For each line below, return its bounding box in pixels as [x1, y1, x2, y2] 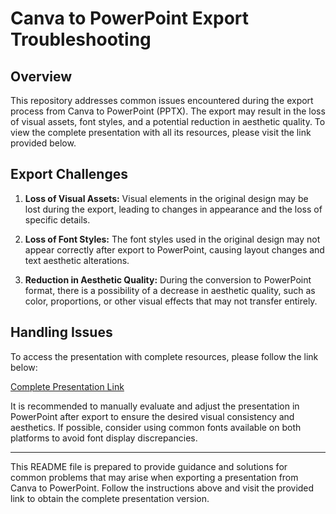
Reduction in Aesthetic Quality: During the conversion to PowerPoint [24, 273, 312, 286]
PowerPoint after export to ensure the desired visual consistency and [10, 410, 295, 422]
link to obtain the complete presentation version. [10, 492, 210, 504]
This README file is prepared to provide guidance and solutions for [10, 460, 288, 472]
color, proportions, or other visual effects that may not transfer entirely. [24, 295, 318, 307]
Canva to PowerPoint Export [10, 7, 250, 30]
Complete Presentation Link [10, 380, 125, 392]
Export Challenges [10, 166, 128, 183]
